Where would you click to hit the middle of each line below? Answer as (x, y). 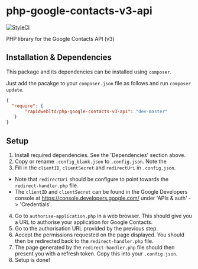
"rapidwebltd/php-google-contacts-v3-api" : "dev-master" (96, 111)
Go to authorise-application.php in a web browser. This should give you (103, 216)
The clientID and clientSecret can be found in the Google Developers (101, 191)
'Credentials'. (36, 204)
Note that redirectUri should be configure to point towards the (92, 179)
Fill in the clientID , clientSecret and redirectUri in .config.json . (95, 168)
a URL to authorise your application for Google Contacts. (84, 222)
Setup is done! (32, 260)
